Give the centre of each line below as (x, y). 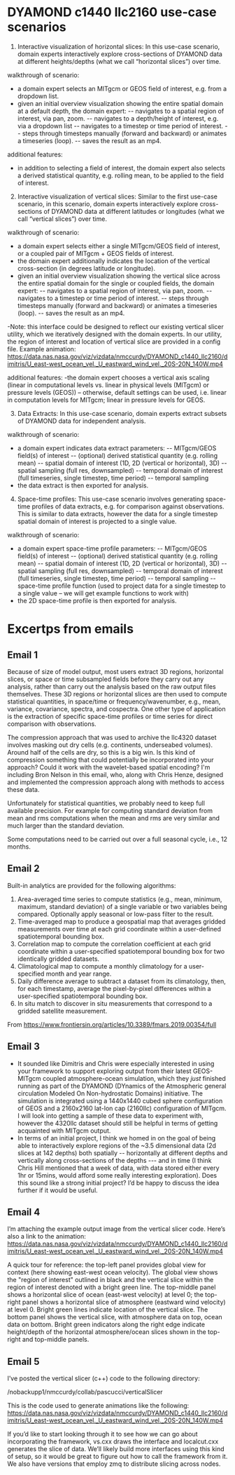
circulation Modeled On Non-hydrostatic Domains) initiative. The (110, 1093)
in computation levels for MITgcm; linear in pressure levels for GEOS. (106, 400)
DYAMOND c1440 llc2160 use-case (112, 12)
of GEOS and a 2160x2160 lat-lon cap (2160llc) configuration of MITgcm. (122, 1108)
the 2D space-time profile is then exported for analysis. (97, 600)
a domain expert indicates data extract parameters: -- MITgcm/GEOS (117, 448)
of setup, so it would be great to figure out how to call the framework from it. (117, 1457)
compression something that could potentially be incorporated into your (111, 760)
